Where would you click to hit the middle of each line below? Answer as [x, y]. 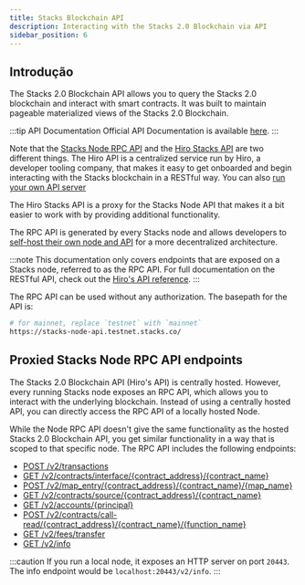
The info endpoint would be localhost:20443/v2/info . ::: [115, 570]
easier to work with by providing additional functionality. [115, 214]
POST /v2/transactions [66, 465]
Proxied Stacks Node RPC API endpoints [126, 360]
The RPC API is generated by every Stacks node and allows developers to [148, 233]
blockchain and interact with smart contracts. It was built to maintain [138, 104]
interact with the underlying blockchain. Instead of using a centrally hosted [150, 402]
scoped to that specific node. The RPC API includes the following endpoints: [153, 448]
